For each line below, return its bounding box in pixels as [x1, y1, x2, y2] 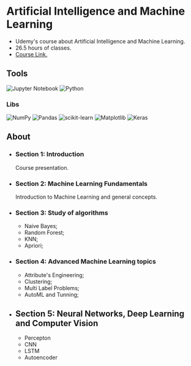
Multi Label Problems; [24, 284, 80, 292]
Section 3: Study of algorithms [15, 208, 108, 217]
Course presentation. [15, 164, 69, 171]
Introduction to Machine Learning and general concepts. [15, 193, 158, 200]
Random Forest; [24, 229, 65, 237]
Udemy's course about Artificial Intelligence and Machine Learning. [15, 37, 185, 45]
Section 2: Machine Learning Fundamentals [15, 179, 148, 188]
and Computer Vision [15, 318, 99, 329]
